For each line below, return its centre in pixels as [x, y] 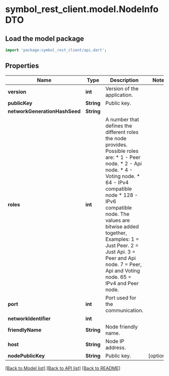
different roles [122, 132]
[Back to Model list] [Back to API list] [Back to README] [63, 368]
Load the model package [45, 39]
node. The [117, 214]
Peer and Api [120, 258]
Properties [22, 66]
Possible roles [122, 151]
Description [124, 80]
